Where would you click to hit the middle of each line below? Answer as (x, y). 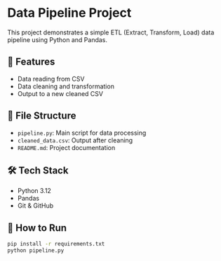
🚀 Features (31, 62)
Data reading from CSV (51, 79)
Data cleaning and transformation (66, 86)
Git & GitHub (35, 206)
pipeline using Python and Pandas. (57, 39)
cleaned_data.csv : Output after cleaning (75, 140)
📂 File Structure (42, 116)
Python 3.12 (34, 191)
